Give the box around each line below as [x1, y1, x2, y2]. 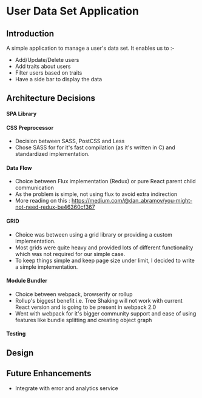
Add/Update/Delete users [15, 56, 79, 63]
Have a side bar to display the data [15, 76, 103, 83]
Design [6, 348, 34, 358]
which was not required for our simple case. [15, 250, 126, 257]
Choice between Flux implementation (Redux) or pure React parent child [15, 178, 196, 185]
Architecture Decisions [6, 93, 96, 104]
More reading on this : [15, 197, 71, 204]
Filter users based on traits [15, 69, 82, 76]
